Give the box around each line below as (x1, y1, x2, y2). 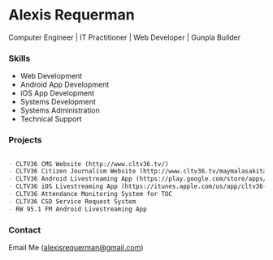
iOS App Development (19, 88, 95, 98)
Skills (8, 53, 31, 64)
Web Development (19, 71, 83, 81)
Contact (8, 224, 41, 236)
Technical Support (19, 114, 83, 124)
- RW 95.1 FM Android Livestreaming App (8, 205, 148, 213)
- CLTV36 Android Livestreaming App (8, 175, 132, 183)
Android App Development (19, 79, 110, 90)
